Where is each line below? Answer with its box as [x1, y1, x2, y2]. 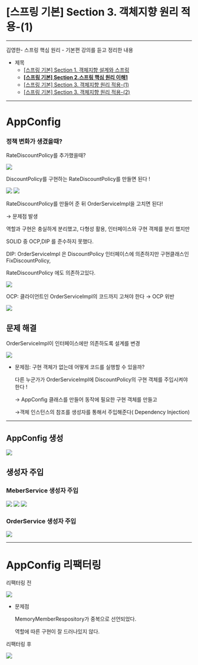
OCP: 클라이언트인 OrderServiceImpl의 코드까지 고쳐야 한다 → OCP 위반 [6, 293, 175, 300]
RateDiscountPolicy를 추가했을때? [6, 152, 86, 159]
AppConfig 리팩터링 [6, 559, 101, 572]
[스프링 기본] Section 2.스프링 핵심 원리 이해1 [23, 73, 128, 80]
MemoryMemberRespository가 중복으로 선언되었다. [14, 615, 137, 622]
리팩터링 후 [6, 640, 32, 647]
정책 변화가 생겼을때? [6, 137, 63, 145]
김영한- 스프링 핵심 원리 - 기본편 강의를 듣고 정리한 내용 [6, 46, 134, 53]
